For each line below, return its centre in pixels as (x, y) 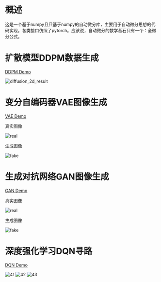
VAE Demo (16, 116)
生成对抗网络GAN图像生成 (57, 177)
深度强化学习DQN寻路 (49, 251)
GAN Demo (16, 191)
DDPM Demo (18, 71)
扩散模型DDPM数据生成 (52, 58)
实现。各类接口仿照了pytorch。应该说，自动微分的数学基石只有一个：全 (80, 30)
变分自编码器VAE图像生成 (56, 102)
